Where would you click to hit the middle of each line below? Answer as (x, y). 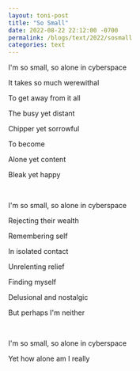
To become (26, 144)
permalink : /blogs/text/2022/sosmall (70, 38)
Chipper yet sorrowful (44, 129)
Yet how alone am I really (49, 359)
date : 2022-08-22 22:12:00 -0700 (63, 30)
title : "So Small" (38, 23)
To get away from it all (44, 98)
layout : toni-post (38, 15)
